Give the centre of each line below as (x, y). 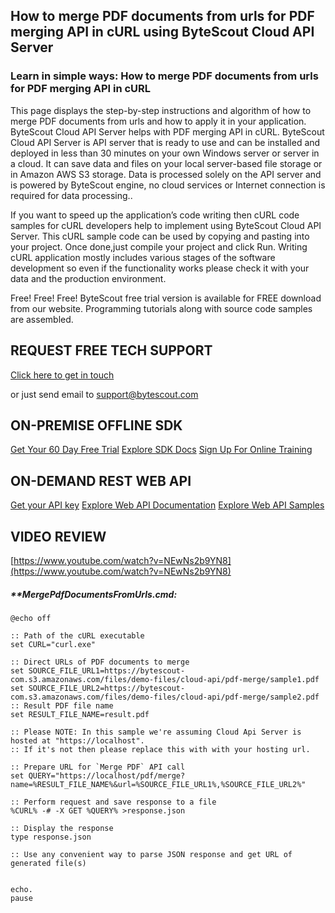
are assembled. (42, 319)
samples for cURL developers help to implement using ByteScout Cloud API (166, 225)
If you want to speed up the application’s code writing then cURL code (155, 215)
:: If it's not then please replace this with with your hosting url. (160, 749)
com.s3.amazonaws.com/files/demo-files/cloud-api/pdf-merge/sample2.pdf (165, 697)
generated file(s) (48, 863)
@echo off (31, 618)
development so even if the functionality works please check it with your (160, 268)
